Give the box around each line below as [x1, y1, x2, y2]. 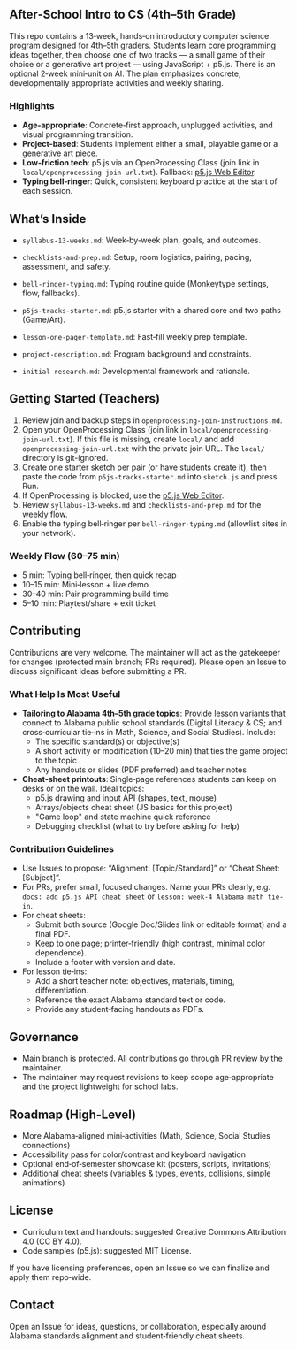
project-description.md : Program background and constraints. [21, 349, 252, 359]
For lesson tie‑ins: [21, 966, 88, 977]
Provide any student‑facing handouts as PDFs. [34, 1004, 205, 1015]
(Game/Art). [21, 314, 66, 325]
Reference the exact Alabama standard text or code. [34, 994, 226, 1005]
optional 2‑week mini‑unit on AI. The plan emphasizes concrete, [9, 68, 241, 79]
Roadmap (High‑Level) [9, 1107, 137, 1122]
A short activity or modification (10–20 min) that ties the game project [34, 746, 288, 756]
